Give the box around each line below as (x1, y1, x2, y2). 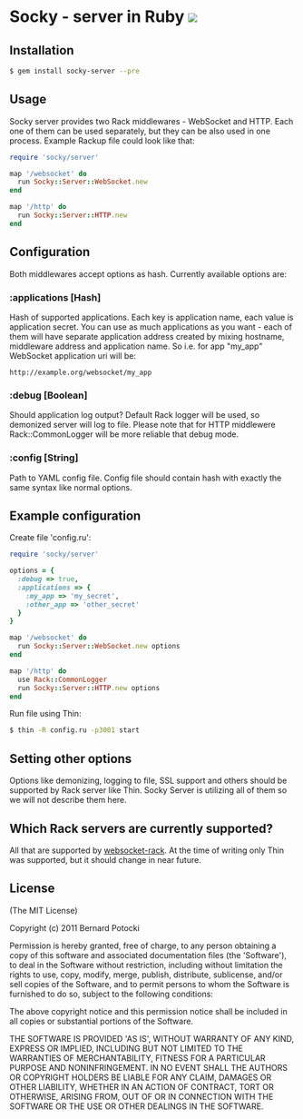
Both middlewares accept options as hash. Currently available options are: (9, 268, 288, 279)
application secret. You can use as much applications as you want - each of (9, 321, 293, 332)
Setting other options (9, 751, 132, 767)
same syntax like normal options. (9, 481, 133, 492)
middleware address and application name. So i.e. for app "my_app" (9, 341, 263, 352)
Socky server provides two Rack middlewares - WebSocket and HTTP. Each (9, 115, 294, 126)
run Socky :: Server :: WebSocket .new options (17, 642, 181, 651)
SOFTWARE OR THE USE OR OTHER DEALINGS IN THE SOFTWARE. (9, 1101, 264, 1112)
